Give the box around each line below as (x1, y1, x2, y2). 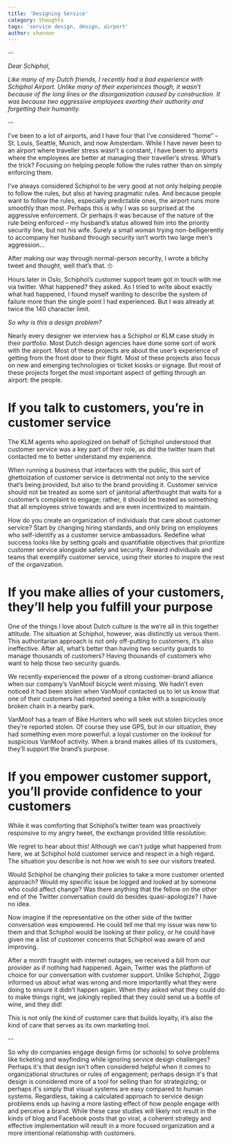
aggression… (8, 240, 46, 249)
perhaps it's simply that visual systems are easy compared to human (8, 1085, 203, 1093)
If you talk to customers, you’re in (8, 400, 204, 416)
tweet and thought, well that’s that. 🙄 (8, 261, 113, 270)
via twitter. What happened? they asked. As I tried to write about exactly (8, 283, 213, 291)
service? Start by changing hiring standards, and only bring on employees (8, 524, 218, 532)
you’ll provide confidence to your (8, 784, 202, 800)
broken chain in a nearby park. (8, 702, 95, 710)
